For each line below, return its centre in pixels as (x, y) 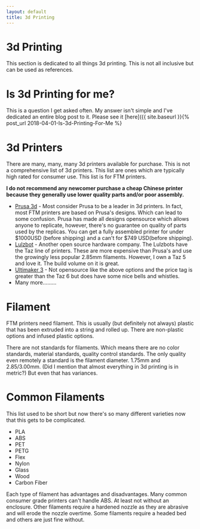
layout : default (26, 12)
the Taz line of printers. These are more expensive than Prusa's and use (103, 251)
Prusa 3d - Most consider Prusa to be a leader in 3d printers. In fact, (99, 206)
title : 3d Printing (30, 17)
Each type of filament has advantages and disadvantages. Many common (96, 494)
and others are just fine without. (45, 520)
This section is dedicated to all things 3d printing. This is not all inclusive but (100, 63)
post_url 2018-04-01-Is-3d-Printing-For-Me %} (64, 123)
